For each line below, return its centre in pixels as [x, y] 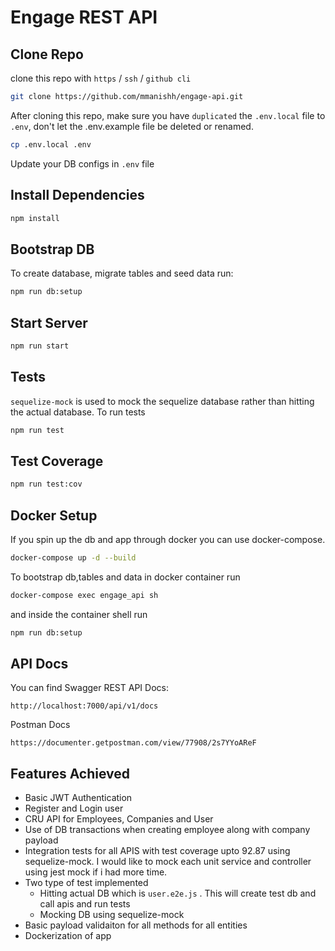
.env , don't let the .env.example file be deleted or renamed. [132, 126]
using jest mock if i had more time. [96, 872]
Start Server [49, 322]
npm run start [40, 346]
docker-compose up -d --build [73, 558]
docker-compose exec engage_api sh [84, 595]
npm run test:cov [46, 484]
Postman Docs [40, 725]
